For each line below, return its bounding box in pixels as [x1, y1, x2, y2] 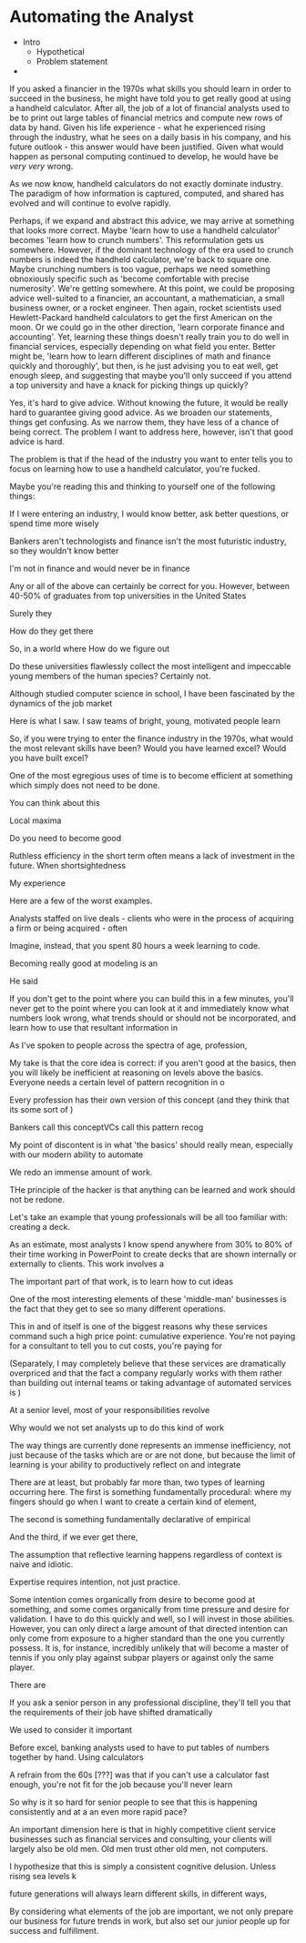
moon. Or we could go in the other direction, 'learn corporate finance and [9, 321, 285, 332]
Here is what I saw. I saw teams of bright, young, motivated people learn [9, 715, 280, 726]
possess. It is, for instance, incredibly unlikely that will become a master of [9, 1642, 290, 1653]
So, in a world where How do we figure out [9, 643, 170, 654]
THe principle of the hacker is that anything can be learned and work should [9, 1184, 296, 1195]
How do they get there [9, 626, 94, 636]
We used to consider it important [9, 1724, 133, 1735]
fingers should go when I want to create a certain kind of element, [9, 1496, 257, 1507]
